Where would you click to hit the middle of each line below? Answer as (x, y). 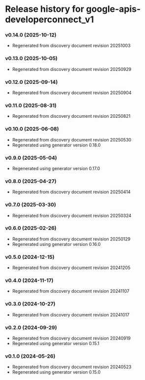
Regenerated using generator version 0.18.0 (56, 145)
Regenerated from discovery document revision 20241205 (71, 268)
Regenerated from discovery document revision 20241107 (71, 291)
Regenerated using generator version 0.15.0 (56, 372)
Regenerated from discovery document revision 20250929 (72, 69)
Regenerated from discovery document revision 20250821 (71, 116)
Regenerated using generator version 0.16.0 (56, 244)
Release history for (45, 9)
